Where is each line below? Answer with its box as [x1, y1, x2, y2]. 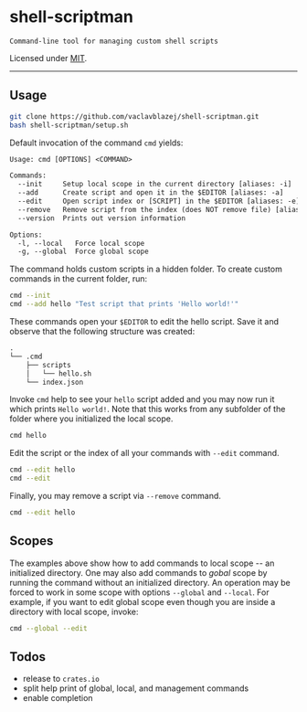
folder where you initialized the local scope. [9, 413, 174, 424]
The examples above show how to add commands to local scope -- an [9, 558, 275, 569]
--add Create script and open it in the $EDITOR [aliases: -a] [17, 188, 284, 197]
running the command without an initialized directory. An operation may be [9, 577, 291, 588]
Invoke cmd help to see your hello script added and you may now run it [9, 394, 275, 405]
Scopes [9, 533, 54, 549]
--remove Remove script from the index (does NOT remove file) [17, 205, 272, 214]
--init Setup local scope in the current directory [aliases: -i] [17, 180, 292, 189]
